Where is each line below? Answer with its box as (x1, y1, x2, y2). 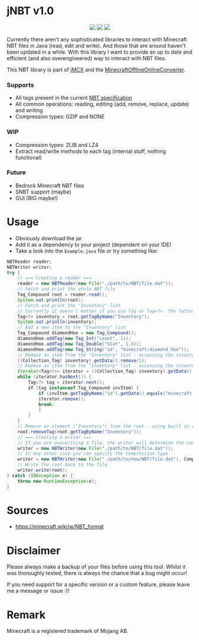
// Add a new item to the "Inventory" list (17, 325, 126, 331)
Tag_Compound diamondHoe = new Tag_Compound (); (17, 330, 136, 336)
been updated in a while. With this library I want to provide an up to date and (6, 48, 193, 55)
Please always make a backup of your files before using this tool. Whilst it (6, 563, 186, 570)
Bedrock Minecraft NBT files (15, 182, 84, 189)
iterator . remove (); (38, 396, 86, 402)
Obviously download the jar (15, 234, 82, 241)
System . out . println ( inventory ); (17, 319, 97, 325)
